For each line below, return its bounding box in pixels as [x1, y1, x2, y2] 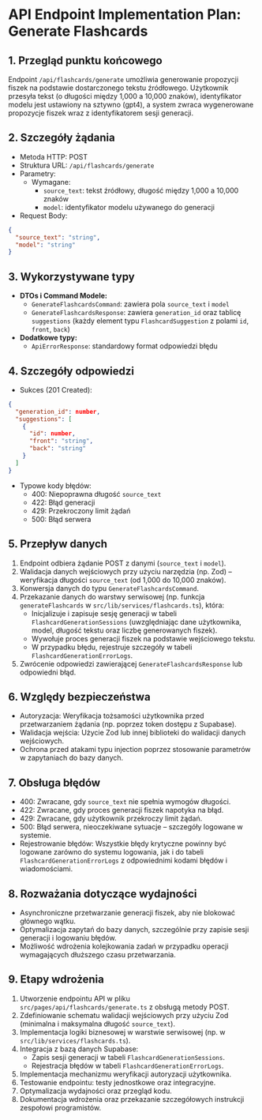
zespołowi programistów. [19, 1103, 101, 1112]
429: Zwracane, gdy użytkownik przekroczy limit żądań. [19, 814, 203, 823]
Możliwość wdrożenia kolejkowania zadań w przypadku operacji [19, 941, 229, 951]
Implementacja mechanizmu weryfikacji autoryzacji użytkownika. [19, 1069, 232, 1079]
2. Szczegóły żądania [8, 131, 116, 145]
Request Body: [19, 211, 68, 220]
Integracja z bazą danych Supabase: [19, 1044, 139, 1054]
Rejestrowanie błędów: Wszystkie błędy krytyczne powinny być [19, 839, 227, 848]
